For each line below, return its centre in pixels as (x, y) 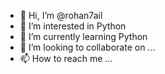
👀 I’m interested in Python (73, 26)
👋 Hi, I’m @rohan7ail (61, 15)
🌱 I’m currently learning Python (83, 36)
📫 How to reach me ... (66, 58)
